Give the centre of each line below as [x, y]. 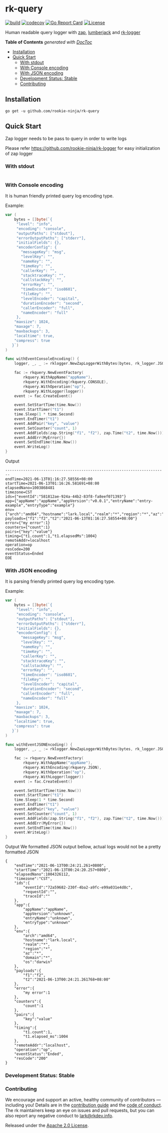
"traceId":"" [37, 896]
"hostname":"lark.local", [50, 940]
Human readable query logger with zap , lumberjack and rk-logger [73, 32]
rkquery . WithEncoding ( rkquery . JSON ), [62, 768]
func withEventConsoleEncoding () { [42, 359]
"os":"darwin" [38, 962]
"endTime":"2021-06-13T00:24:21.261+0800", [60, 866]
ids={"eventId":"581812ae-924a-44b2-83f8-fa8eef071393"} [66, 497]
